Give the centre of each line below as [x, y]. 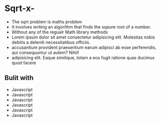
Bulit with [19, 78]
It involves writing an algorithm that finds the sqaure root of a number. [81, 27]
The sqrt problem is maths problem [47, 22]
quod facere [24, 63]
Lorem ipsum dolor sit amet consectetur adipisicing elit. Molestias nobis [83, 37]
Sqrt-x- [20, 8]
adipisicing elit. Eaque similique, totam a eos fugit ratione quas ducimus [83, 57]
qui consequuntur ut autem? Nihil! [45, 52]
